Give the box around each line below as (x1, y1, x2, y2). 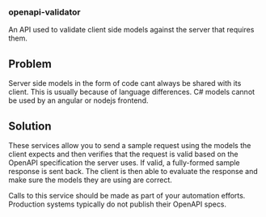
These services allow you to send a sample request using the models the (8, 140, 251, 150)
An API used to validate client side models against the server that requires (8, 25, 255, 35)
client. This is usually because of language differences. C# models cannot (8, 87, 255, 97)
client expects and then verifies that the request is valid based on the (8, 149, 239, 159)
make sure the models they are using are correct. (8, 175, 172, 185)
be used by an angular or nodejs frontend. (8, 96, 149, 105)
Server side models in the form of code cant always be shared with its (8, 79, 242, 88)
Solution (8, 119, 52, 133)
